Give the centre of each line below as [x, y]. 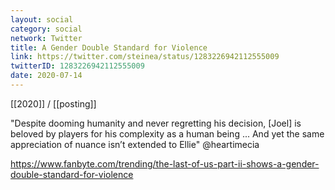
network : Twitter [46, 38]
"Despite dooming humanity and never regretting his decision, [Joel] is [156, 123]
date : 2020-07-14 [46, 76]
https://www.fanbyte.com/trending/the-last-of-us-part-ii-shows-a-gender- [165, 163]
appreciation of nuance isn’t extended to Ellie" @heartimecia [135, 144]
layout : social [42, 19]
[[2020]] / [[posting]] [53, 103]
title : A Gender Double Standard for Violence [109, 47]
